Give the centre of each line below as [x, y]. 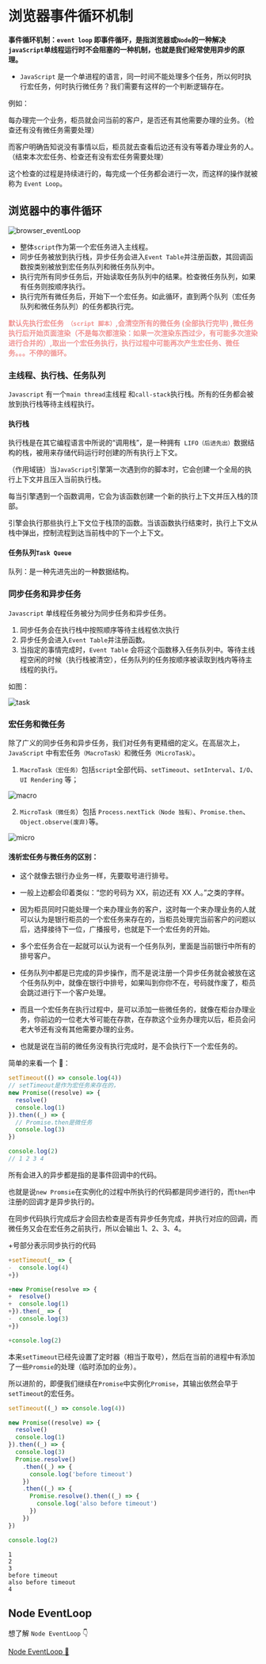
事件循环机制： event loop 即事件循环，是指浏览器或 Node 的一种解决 [117, 40]
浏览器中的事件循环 [55, 211]
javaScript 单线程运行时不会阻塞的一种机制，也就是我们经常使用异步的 [123, 49]
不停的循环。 [50, 353]
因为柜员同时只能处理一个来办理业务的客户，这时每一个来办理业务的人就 [137, 909]
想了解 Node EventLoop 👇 [48, 1633]
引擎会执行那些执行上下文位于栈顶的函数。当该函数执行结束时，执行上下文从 [133, 523]
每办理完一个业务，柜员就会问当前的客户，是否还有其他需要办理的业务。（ [128, 120]
